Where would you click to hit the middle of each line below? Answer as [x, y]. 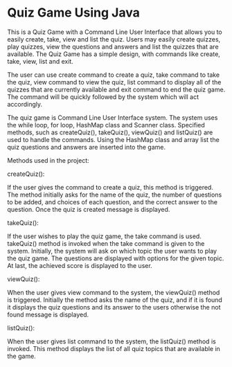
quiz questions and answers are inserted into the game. [87, 147]
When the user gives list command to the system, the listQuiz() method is [111, 341]
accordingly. [25, 104]
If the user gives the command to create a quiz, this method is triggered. [110, 187]
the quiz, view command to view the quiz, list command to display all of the [114, 82]
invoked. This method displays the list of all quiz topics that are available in [114, 348]
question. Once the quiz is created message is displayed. [89, 209]
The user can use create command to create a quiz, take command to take [114, 75]
